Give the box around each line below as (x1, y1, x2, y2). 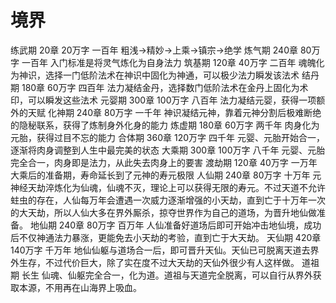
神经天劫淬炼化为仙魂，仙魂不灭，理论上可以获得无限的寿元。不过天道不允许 (10, 181, 326, 193)
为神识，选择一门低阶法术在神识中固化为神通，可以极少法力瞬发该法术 (10, 69, 300, 81)
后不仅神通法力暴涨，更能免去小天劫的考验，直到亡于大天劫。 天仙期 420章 (10, 231, 322, 243)
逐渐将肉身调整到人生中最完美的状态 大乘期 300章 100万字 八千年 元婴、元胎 (10, 144, 326, 156)
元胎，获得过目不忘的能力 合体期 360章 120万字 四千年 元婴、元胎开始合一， (10, 131, 325, 143)
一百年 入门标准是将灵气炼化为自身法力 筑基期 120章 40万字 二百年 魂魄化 (21, 56, 325, 68)
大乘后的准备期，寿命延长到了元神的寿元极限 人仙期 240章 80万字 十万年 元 (10, 169, 322, 181)
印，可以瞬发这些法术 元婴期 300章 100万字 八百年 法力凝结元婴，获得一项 (10, 94, 317, 106)
